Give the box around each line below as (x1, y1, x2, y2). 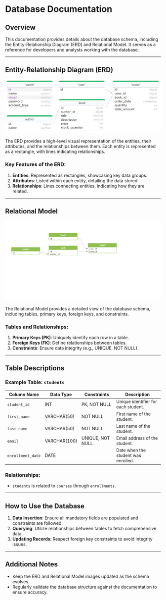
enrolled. (116, 458, 134, 464)
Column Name (9, 392, 39, 398)
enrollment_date (7, 453, 41, 458)
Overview (5, 23, 36, 32)
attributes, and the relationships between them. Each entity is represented (5, 144, 156, 150)
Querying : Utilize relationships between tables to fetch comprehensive (12, 526, 157, 531)
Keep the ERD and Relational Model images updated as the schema (12, 573, 149, 579)
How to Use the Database (5, 501, 85, 510)
